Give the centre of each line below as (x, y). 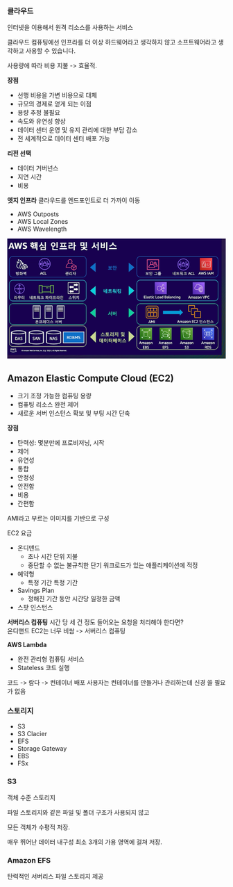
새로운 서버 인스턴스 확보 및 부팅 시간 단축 (74, 413)
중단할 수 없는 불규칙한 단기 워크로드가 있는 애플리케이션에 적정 (113, 565)
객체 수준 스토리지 (31, 797)
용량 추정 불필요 (38, 113)
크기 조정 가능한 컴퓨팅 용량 (54, 396)
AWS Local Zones (43, 222)
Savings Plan (36, 591)
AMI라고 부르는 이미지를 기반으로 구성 (58, 519)
